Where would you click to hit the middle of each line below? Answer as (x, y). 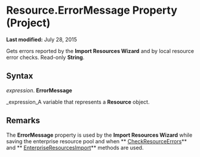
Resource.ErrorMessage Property (92, 10)
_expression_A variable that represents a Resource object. (78, 102)
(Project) (28, 23)
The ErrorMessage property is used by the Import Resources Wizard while (99, 135)
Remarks (23, 120)
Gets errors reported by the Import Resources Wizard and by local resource (100, 51)
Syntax (20, 76)
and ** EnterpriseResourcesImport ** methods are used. (75, 147)
